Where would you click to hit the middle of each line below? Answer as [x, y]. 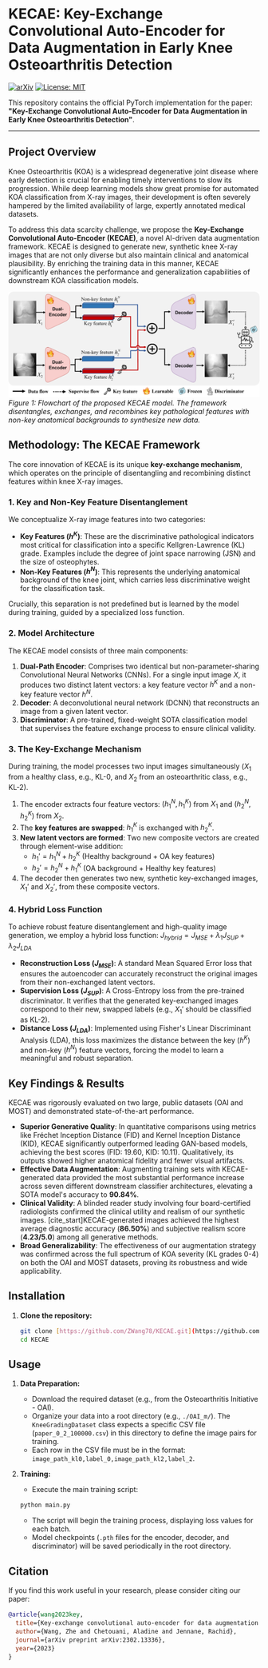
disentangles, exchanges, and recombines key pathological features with [129, 411]
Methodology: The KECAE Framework [104, 445]
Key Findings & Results [67, 1083]
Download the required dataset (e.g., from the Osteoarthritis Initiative [145, 1399]
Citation [29, 1571]
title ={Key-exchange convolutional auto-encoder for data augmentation [137, 1623]
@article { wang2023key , [46, 1615]
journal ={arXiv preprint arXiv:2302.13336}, [91, 1640]
